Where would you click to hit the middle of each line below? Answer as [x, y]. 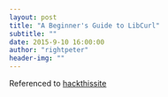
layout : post [33, 17]
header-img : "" [37, 58]
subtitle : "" [33, 34]
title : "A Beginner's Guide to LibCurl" [85, 26]
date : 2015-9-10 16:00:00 [57, 42]
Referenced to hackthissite [58, 83]
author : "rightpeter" [49, 50]
